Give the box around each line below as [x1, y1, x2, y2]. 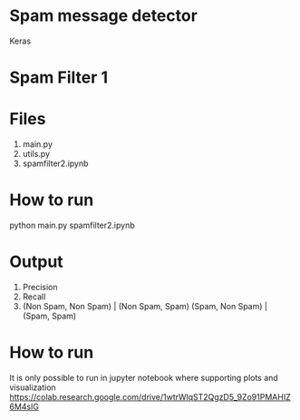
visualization [9, 382, 56, 393]
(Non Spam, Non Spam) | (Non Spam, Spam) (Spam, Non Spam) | [22, 300, 267, 311]
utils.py [22, 149, 51, 160]
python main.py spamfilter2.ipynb [9, 220, 135, 230]
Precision [22, 281, 58, 292]
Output [9, 251, 63, 272]
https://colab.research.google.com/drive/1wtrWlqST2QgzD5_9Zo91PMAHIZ [9, 391, 292, 402]
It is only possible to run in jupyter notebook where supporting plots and [9, 372, 278, 383]
